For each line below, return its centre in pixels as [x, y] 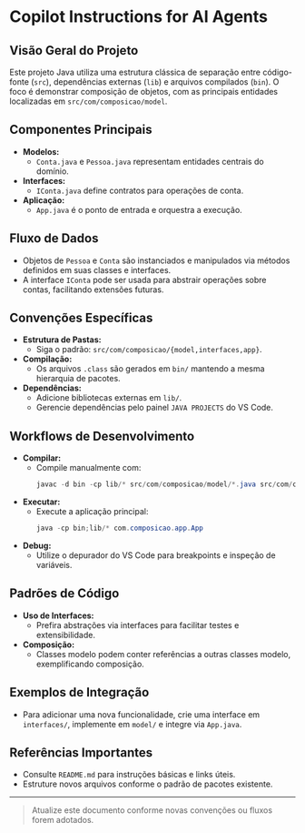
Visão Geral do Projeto [74, 51]
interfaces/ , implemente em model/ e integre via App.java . [132, 724]
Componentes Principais [81, 130]
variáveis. [54, 565]
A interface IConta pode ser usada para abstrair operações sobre [144, 279]
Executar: [41, 502]
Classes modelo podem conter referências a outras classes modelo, [163, 654]
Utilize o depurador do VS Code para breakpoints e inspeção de [156, 555]
